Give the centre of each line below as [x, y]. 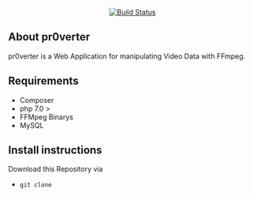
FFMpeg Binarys [46, 117]
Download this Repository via [56, 169]
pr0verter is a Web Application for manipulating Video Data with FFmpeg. [127, 56]
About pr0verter [49, 37]
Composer [37, 100]
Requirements [43, 81]
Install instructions [55, 150]
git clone [36, 185]
